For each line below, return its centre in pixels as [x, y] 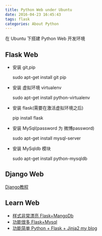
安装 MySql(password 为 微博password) [53, 128]
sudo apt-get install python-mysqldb [50, 158]
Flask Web [22, 55]
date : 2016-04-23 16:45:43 [33, 14]
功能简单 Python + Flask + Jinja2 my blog [55, 228]
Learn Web [22, 203]
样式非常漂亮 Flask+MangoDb [43, 215]
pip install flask [28, 118]
